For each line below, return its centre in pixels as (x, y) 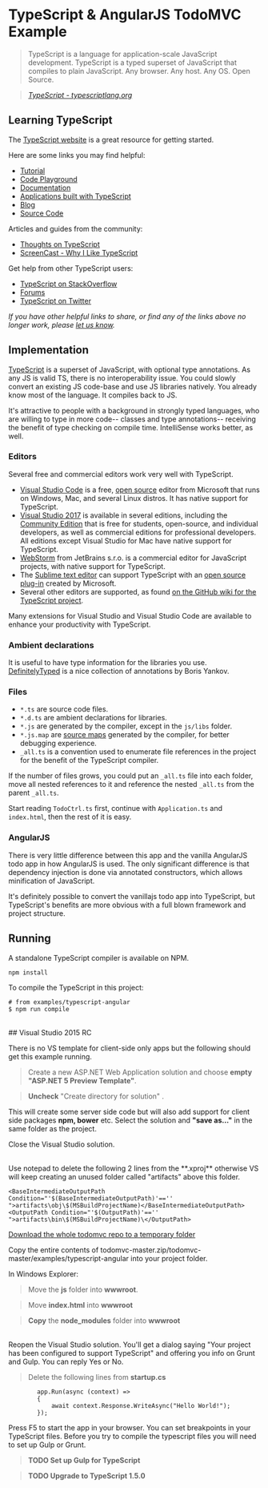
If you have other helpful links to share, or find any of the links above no (127, 316)
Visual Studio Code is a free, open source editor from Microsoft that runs (140, 490)
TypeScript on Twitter (56, 300)
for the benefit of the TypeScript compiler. (89, 760)
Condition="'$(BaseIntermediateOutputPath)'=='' (91, 1198)
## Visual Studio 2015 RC (50, 1032)
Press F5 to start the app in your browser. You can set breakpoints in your (130, 1427)
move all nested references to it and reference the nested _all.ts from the (131, 784)
